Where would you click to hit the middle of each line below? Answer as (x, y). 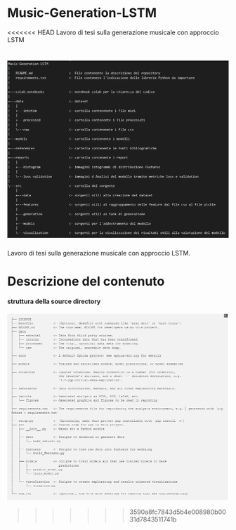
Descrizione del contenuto (86, 281)
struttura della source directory (54, 301)
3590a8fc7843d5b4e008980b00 (178, 512)
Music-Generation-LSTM (82, 13)
